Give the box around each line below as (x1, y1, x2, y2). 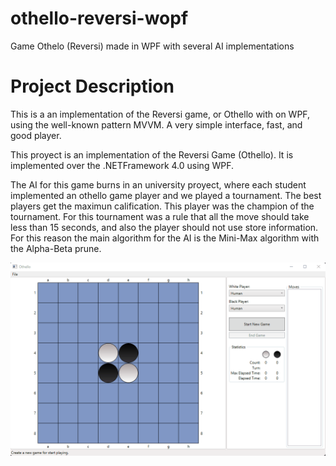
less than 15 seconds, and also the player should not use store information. (10, 221, 319, 233)
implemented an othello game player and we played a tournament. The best (10, 189, 322, 201)
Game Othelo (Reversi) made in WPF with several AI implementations (10, 40, 295, 52)
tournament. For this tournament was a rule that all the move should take (10, 210, 310, 222)
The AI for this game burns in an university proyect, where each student (10, 178, 307, 191)
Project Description (10, 75, 175, 98)
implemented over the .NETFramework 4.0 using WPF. (10, 159, 234, 171)
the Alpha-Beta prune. (10, 242, 102, 254)
